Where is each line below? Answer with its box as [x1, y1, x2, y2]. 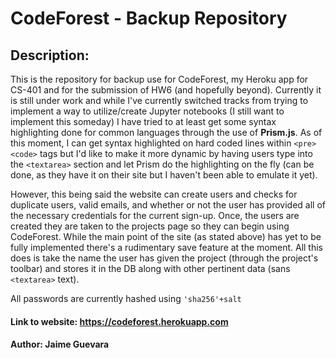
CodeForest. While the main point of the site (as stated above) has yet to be [10, 231, 322, 242]
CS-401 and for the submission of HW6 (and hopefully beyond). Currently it [10, 84, 322, 96]
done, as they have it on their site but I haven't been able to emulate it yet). [10, 169, 318, 181]
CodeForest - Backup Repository [10, 7, 288, 30]
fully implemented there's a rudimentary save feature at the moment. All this [10, 242, 323, 253]
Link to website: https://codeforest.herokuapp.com [10, 315, 229, 327]
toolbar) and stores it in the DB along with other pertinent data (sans [10, 263, 291, 274]
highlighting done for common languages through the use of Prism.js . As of [10, 127, 323, 138]
